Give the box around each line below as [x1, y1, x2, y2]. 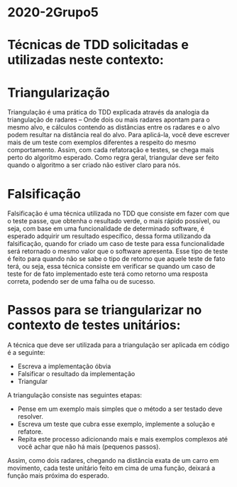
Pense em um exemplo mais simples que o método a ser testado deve [17, 405, 223, 413]
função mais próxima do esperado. [7, 471, 110, 480]
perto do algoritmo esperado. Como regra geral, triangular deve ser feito [7, 154, 219, 162]
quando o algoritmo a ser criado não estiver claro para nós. [7, 161, 181, 169]
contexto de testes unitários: [7, 317, 181, 333]
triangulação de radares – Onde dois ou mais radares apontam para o [7, 115, 211, 124]
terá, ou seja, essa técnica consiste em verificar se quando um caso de [7, 262, 216, 271]
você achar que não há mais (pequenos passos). [17, 442, 161, 451]
